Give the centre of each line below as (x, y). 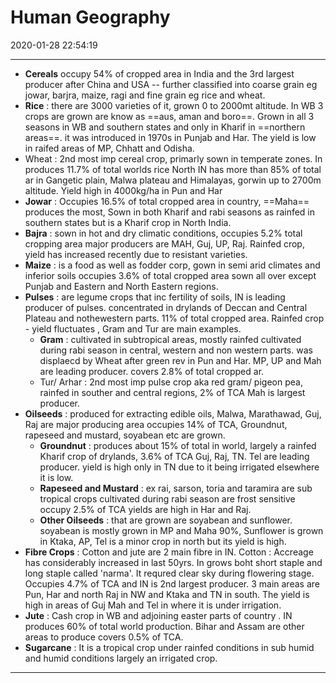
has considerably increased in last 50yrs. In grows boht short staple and (173, 562)
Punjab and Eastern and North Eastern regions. (121, 286)
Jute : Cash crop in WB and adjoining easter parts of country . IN (158, 615)
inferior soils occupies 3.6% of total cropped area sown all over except (170, 275)
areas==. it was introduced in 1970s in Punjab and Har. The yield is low (170, 137)
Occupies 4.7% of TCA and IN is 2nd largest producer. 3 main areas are (172, 583)
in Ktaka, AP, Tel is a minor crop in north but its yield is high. (163, 541)
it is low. (56, 477)
